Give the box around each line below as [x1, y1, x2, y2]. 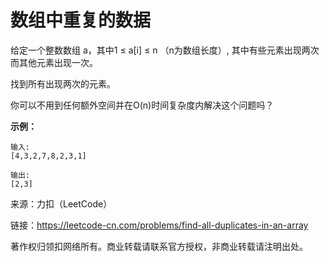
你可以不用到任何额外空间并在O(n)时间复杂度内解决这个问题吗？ [10, 99, 275, 111]
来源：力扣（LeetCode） [10, 197, 113, 210]
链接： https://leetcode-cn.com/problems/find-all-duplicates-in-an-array [10, 219, 309, 231]
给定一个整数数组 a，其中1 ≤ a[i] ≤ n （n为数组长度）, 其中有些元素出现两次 [10, 44, 320, 56]
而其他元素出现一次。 [10, 56, 98, 68]
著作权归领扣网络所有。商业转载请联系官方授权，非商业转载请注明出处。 [10, 240, 308, 252]
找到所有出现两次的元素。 [10, 77, 116, 90]
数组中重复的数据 [10, 9, 152, 32]
